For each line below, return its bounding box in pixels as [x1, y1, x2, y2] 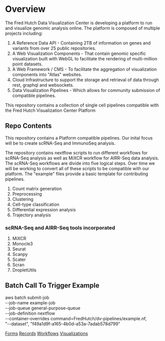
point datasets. [12, 61, 43, 67]
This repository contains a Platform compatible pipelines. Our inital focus [5, 135, 153, 141]
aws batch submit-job [5, 294, 49, 300]
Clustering [12, 196, 33, 202]
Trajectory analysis [12, 212, 51, 218]
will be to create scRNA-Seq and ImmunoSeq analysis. [5, 140, 116, 146]
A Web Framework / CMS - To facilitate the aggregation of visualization [12, 66, 157, 72]
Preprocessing [12, 191, 42, 196]
